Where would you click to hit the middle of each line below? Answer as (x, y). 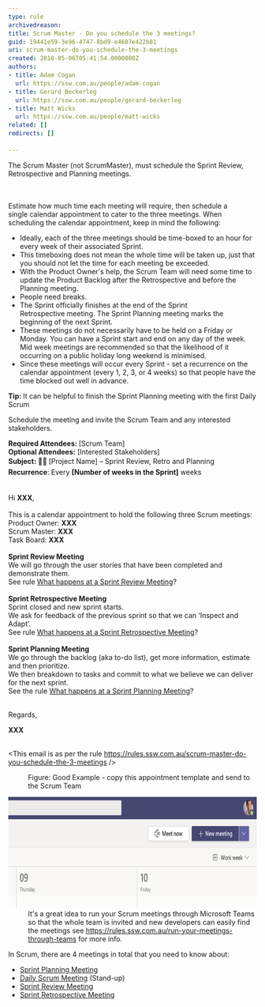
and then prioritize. (39, 666)
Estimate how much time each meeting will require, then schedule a (118, 206)
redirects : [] (32, 134)
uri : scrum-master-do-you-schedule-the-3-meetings (93, 50)
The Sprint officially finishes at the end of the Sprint (103, 305)
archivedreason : (35, 25)
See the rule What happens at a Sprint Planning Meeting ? (101, 691)
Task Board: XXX (36, 539)
